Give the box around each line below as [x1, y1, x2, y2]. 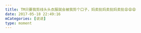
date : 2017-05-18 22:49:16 [5, 12, 61, 16]
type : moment [5, 20, 32, 26]
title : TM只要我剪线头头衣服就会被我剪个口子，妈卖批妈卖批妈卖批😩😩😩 [5, 7, 136, 12]
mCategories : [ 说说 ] [5, 16, 46, 21]
